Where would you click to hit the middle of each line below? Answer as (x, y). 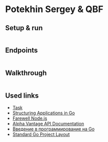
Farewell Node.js (30, 118)
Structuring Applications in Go (44, 113)
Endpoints (22, 51)
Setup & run (24, 28)
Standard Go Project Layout (41, 134)
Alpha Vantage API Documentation (48, 124)
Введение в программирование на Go (53, 129)
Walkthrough (26, 73)
